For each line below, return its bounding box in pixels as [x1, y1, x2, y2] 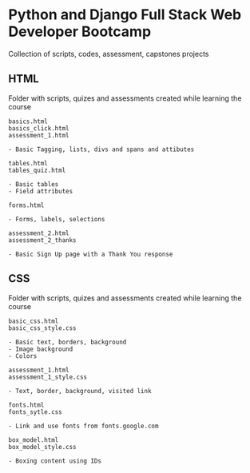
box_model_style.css [8, 443, 77, 451]
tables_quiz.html [8, 166, 66, 174]
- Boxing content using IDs [8, 457, 102, 465]
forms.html [8, 201, 45, 209]
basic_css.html [8, 317, 59, 325]
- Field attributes [8, 187, 73, 195]
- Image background [8, 345, 73, 353]
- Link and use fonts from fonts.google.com [8, 422, 159, 430]
